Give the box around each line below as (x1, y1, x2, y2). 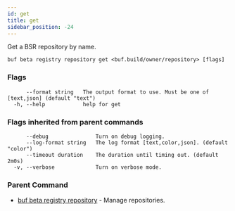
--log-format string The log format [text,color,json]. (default (25, 139, 229, 146)
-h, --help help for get (13, 101, 121, 108)
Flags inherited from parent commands (7, 117, 144, 127)
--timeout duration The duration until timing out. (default (25, 151, 219, 158)
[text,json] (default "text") (7, 94, 96, 102)
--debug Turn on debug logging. (25, 133, 165, 140)
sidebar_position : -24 (7, 23, 74, 30)
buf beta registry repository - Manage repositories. (17, 196, 165, 205)
